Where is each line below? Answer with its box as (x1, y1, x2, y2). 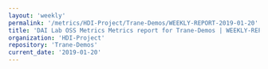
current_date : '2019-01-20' (8, 48, 102, 56)
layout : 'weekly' (8, 11, 66, 20)
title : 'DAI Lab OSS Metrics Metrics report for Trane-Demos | (8, 26, 223, 34)
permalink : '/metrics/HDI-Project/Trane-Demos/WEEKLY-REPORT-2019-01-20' (8, 19, 259, 27)
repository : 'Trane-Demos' (8, 41, 98, 49)
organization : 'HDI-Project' (8, 33, 105, 42)
